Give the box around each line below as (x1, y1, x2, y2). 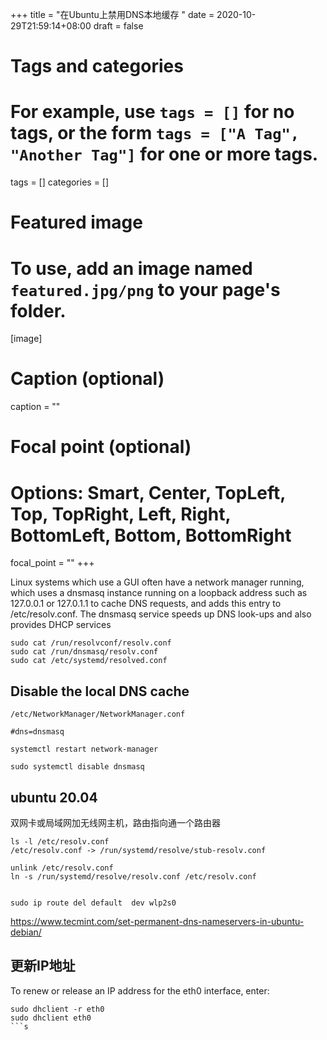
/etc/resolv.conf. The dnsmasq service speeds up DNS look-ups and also (10, 608, 312, 620)
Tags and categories (10, 55, 184, 78)
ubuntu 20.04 (10, 789, 98, 806)
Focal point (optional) (10, 436, 192, 458)
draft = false (93, 20, 144, 32)
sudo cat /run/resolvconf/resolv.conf (10, 638, 172, 648)
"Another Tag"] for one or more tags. (10, 143, 319, 166)
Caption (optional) (10, 368, 165, 390)
